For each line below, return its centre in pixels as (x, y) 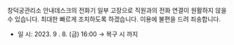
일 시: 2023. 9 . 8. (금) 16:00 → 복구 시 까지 (78, 34)
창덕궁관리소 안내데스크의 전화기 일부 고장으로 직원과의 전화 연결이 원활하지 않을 (117, 10)
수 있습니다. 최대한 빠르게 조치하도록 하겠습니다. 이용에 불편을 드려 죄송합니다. (114, 19)
